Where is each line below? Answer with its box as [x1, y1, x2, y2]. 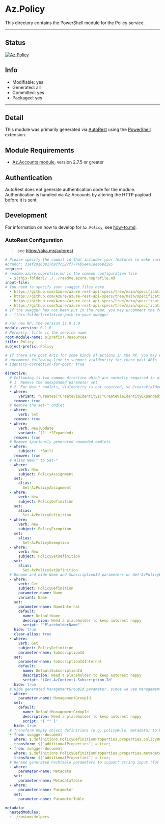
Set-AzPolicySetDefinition [23, 568, 78, 572]
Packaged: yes [12, 95, 43, 100]
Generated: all [12, 84, 41, 90]
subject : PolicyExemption [18, 527, 71, 532]
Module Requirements [5, 146, 75, 155]
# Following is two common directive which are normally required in [9, 376, 155, 380]
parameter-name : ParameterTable [18, 796, 84, 801]
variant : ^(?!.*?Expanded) [18, 430, 74, 435]
